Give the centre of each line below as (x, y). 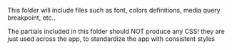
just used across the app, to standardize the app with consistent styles (111, 39)
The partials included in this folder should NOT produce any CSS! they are (116, 31)
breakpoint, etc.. (31, 18)
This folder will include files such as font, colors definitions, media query (114, 10)
